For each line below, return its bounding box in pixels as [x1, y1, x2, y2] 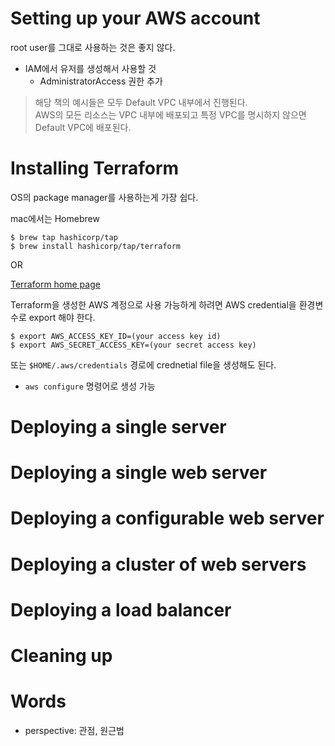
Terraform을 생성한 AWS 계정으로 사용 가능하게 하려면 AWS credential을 [10, 298, 297, 311]
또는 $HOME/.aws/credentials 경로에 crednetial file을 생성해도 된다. [10, 358, 277, 371]
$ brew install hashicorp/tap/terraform [10, 241, 182, 251]
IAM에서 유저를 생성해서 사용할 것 [24, 62, 157, 74]
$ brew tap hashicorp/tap [10, 232, 118, 242]
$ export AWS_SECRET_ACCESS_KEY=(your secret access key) [10, 340, 257, 350]
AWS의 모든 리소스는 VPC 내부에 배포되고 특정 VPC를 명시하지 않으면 [34, 108, 307, 121]
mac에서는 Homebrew [10, 212, 100, 224]
